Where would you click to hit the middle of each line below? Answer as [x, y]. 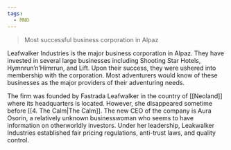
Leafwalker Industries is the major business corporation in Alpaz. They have [115, 53]
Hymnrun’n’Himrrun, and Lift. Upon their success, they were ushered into [112, 68]
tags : [15, 13]
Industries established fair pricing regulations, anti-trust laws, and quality [112, 133]
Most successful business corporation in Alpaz [91, 39]
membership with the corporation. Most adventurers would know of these [112, 75]
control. [18, 140]
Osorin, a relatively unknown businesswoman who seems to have [101, 118]
